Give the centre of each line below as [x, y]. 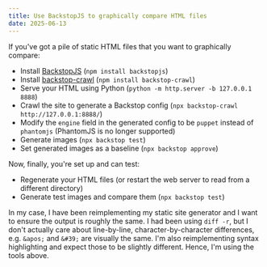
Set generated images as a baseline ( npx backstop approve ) [119, 148]
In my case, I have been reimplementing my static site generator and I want [133, 212]
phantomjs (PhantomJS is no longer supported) [98, 131]
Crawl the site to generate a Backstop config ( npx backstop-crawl [129, 105]
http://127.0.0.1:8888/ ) [61, 113]
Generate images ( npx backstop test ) [83, 139]
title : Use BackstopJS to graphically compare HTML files [108, 16]
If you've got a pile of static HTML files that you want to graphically [120, 46]
